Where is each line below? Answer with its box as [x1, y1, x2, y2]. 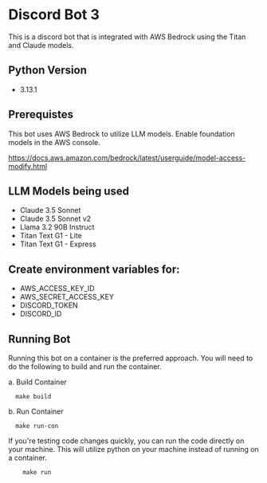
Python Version [8, 64, 88, 77]
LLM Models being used [8, 184, 130, 198]
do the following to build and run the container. [8, 362, 162, 371]
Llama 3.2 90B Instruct [19, 222, 95, 232]
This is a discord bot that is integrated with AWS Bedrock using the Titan [8, 32, 246, 41]
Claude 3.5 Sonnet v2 [19, 214, 92, 224]
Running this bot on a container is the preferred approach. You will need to [8, 353, 253, 363]
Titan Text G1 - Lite [19, 231, 82, 241]
